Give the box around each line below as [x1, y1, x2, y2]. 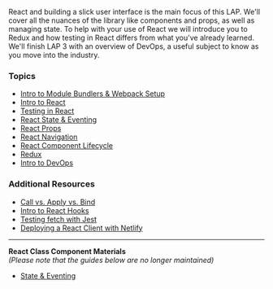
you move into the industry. [8, 50, 100, 59]
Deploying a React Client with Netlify [19, 223, 144, 233]
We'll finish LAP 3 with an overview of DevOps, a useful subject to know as [8, 42, 259, 51]
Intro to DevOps [19, 158, 74, 168]
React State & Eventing [19, 115, 97, 125]
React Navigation [19, 132, 78, 142]
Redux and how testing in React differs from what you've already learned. [8, 33, 254, 42]
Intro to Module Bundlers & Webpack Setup [19, 89, 165, 99]
